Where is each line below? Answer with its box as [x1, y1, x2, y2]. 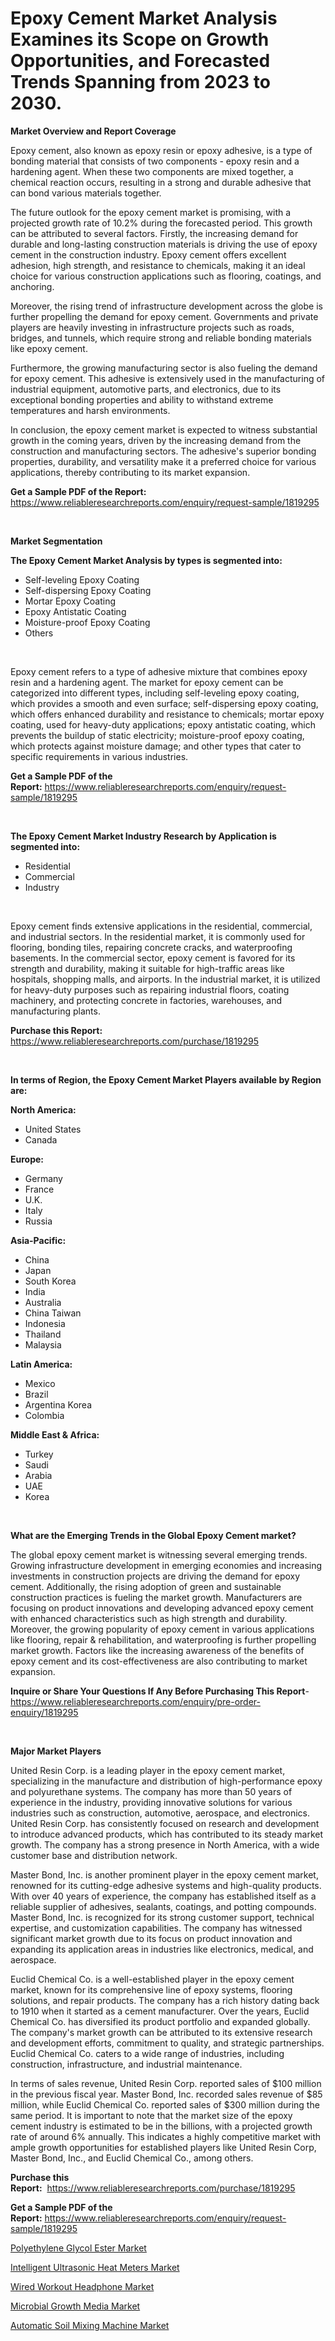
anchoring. [10, 280, 55, 292]
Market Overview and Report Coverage [10, 125, 177, 137]
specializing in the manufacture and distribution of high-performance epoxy [10, 1775, 323, 1787]
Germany [24, 1172, 63, 1184]
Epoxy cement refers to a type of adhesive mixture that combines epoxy [10, 665, 308, 677]
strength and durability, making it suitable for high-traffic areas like [10, 962, 285, 974]
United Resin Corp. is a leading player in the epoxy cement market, [10, 1764, 286, 1776]
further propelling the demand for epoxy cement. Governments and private [10, 310, 319, 322]
